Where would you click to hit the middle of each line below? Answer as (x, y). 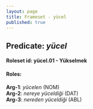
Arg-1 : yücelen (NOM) (33, 87)
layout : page (22, 11)
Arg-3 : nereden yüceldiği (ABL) (44, 99)
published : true (26, 22)
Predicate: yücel (37, 46)
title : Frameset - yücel (36, 17)
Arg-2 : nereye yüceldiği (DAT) (42, 93)
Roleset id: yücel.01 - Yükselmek (47, 61)
